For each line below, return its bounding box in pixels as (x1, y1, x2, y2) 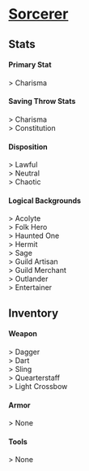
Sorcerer (8, 5, 69, 24)
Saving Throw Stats (8, 97, 76, 106)
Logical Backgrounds (8, 196, 82, 205)
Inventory (8, 306, 59, 320)
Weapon (8, 329, 38, 339)
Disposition (8, 141, 49, 151)
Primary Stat (8, 60, 52, 70)
